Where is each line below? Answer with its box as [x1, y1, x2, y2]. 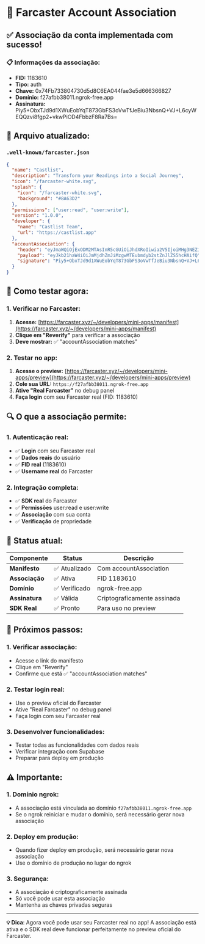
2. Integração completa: [6, 483, 79, 492]
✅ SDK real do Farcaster [15, 497, 77, 504]
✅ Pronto [54, 604, 81, 612]
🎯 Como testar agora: [6, 286, 89, 297]
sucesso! [6, 39, 43, 49]
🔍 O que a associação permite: [6, 412, 127, 422]
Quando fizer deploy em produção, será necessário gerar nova [15, 846, 174, 854]
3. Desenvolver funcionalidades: [6, 727, 105, 736]
